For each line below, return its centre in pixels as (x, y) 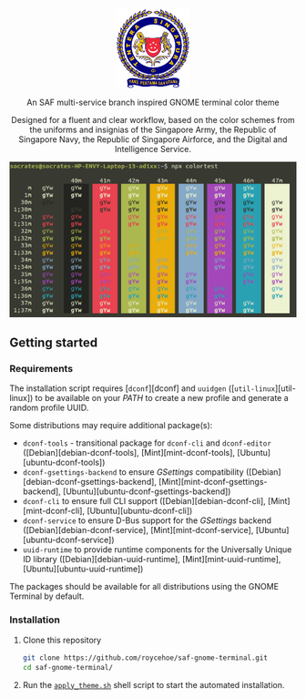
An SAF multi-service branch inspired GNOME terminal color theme (153, 103)
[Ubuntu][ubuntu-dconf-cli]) (139, 511)
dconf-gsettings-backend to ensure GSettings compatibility (133, 472)
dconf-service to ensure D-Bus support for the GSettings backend (147, 520)
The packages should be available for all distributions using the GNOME (144, 587)
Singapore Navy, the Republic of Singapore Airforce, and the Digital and (153, 139)
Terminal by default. (47, 596)
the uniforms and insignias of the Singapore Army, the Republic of (153, 130)
